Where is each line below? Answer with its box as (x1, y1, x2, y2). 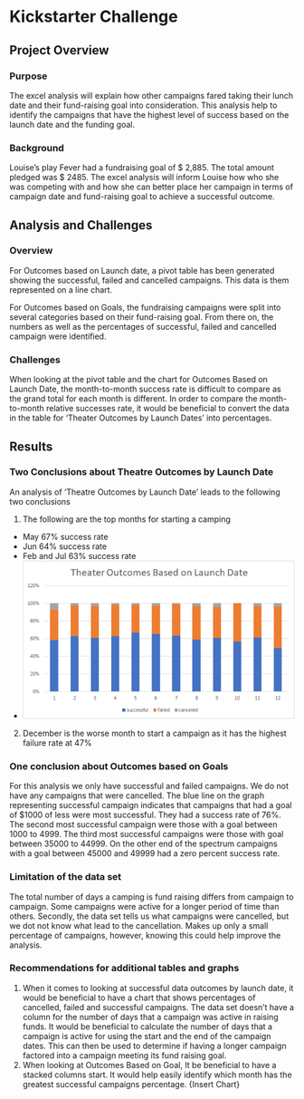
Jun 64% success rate (22, 541, 107, 552)
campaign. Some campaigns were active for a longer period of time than (9, 901, 280, 911)
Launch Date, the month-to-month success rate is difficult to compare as (9, 383, 282, 395)
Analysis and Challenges (9, 217, 153, 233)
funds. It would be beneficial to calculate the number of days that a (22, 1021, 273, 1032)
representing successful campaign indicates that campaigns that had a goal (9, 800, 292, 811)
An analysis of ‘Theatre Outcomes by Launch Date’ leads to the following (9, 487, 280, 497)
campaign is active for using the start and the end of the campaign (22, 1030, 271, 1041)
